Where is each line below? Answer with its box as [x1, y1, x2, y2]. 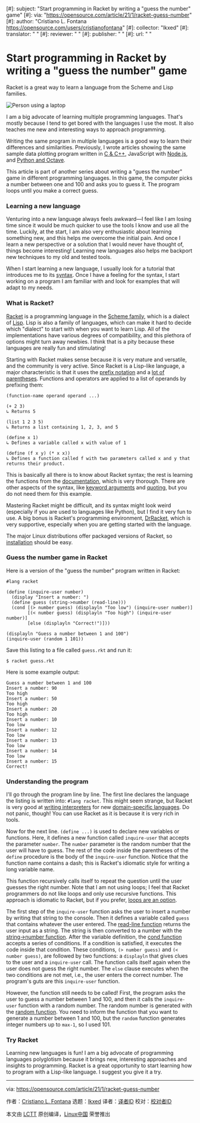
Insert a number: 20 [6, 706, 58, 712]
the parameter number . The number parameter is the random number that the [6, 841, 191, 848]
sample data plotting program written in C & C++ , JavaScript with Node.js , [6, 150, 188, 157]
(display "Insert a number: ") [11, 594, 89, 600]
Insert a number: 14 [6, 748, 58, 754]
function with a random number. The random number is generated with [18, 1002, 192, 1009]
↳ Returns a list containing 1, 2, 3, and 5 [6, 424, 118, 430]
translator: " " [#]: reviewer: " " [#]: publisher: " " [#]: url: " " [6, 30, 152, 38]
